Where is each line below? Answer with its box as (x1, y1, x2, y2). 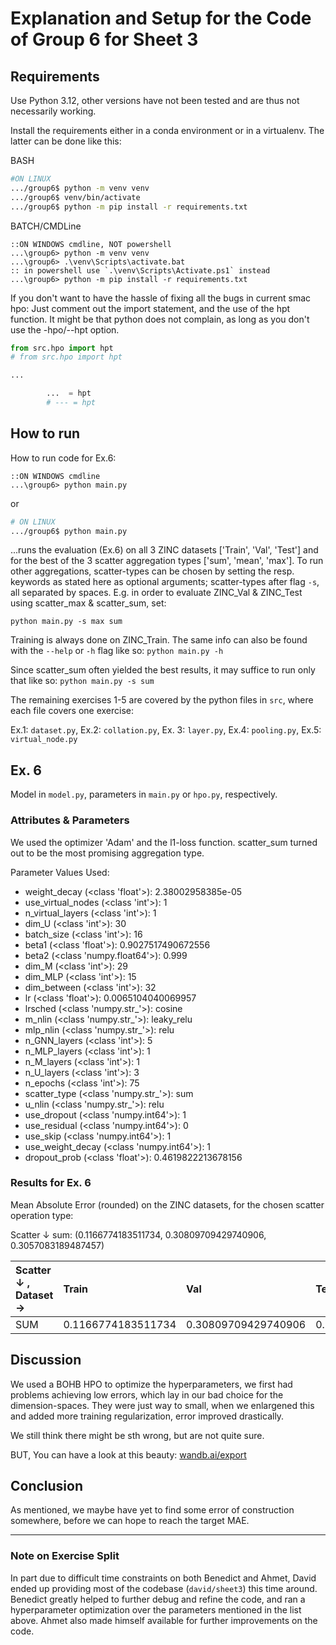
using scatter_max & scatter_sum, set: (10, 597, 167, 609)
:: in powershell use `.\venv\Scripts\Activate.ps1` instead (10, 265, 271, 276)
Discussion (10, 1352, 82, 1369)
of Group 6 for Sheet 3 (10, 28, 199, 51)
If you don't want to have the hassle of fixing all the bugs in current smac (10, 292, 311, 304)
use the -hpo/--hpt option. (10, 323, 120, 336)
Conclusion (10, 1478, 84, 1495)
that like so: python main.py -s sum (10, 675, 155, 687)
